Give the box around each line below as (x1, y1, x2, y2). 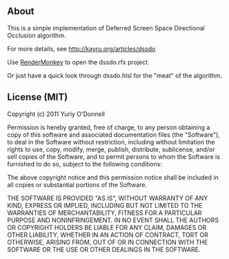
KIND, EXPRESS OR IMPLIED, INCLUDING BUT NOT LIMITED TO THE (7, 201, 203, 209)
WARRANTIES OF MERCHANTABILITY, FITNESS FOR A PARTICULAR (7, 209, 202, 217)
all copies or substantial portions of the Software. (7, 180, 147, 189)
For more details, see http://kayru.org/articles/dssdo (7, 44, 156, 52)
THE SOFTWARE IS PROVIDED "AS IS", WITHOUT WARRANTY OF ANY (7, 193, 208, 202)
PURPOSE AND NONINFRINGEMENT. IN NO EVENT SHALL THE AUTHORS (7, 215, 219, 224)
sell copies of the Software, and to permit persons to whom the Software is (7, 152, 221, 161)
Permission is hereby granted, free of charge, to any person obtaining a (7, 123, 210, 131)
